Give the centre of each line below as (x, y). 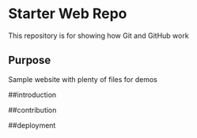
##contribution (32, 110)
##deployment (32, 125)
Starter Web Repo (68, 14)
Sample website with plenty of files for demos (83, 79)
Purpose (30, 60)
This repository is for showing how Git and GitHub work (98, 35)
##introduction (32, 95)
